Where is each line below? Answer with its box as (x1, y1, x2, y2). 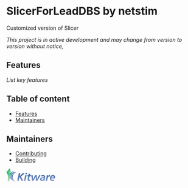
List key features (6, 76, 49, 83)
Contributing (15, 150, 47, 157)
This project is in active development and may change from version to (6, 36, 183, 43)
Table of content (6, 94, 70, 104)
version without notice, (6, 42, 64, 50)
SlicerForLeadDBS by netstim (6, 4, 158, 18)
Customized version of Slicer (6, 24, 79, 32)
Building (15, 156, 36, 164)
